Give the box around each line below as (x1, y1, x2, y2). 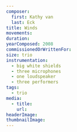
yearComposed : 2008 (6, 41, 54, 47)
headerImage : (6, 112, 38, 117)
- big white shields (11, 62, 61, 69)
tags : (6, 85, 19, 91)
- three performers (11, 79, 59, 85)
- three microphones (11, 68, 61, 74)
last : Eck (11, 19, 35, 25)
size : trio (6, 52, 33, 58)
